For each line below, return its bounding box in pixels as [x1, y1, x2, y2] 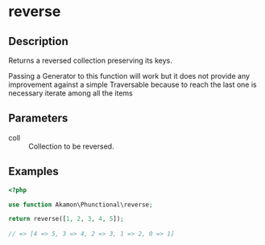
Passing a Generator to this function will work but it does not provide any [8, 71, 251, 80]
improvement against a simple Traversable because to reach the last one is [8, 80, 258, 89]
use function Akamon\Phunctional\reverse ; [8, 200, 153, 209]
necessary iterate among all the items [8, 88, 133, 98]
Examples [8, 165, 59, 178]
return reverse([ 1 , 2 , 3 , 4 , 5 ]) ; [8, 215, 125, 223]
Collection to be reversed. [28, 141, 114, 151]
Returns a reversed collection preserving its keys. [8, 55, 173, 65]
